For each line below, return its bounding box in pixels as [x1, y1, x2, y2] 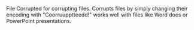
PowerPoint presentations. [6, 18, 72, 24]
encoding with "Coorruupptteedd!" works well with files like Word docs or [6, 11, 188, 18]
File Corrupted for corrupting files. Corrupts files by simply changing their [6, 5, 188, 12]
